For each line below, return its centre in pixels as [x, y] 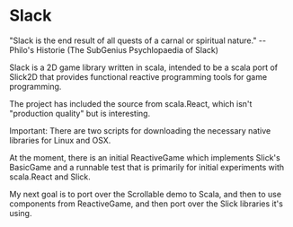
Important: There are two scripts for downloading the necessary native [140, 130]
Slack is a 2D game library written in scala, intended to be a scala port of [144, 67]
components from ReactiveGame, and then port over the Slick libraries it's [146, 204]
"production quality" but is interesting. [80, 113]
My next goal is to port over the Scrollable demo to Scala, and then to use [145, 194]
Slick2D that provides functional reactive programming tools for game [138, 76]
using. [21, 213]
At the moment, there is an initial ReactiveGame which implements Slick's [145, 157]
